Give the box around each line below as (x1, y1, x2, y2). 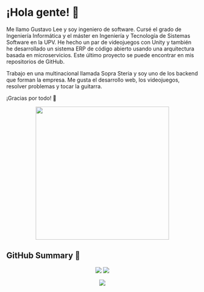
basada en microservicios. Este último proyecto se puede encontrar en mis (6, 51, 194, 58)
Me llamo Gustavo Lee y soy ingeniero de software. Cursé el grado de (6, 26, 181, 33)
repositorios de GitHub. (6, 58, 65, 65)
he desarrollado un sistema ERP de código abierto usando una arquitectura (6, 45, 195, 52)
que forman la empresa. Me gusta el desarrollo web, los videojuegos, (6, 76, 180, 83)
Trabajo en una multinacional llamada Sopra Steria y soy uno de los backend (6, 69, 198, 77)
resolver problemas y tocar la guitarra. (6, 82, 102, 90)
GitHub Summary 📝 (6, 251, 80, 261)
